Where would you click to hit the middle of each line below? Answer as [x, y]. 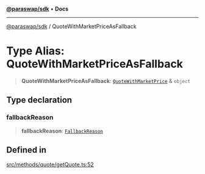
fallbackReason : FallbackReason [62, 131]
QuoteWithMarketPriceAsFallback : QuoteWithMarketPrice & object [106, 81]
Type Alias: [36, 51]
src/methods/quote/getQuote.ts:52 [50, 165]
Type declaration [39, 100]
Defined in [27, 150]
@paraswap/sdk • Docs [38, 9]
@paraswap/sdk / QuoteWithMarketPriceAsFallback [71, 26]
